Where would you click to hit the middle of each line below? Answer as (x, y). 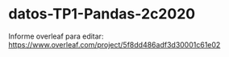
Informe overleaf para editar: (56, 36)
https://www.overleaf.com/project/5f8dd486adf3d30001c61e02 (114, 44)
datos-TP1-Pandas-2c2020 (102, 14)
